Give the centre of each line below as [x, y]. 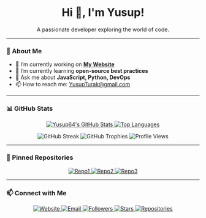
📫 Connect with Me [36, 193]
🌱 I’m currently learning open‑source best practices [82, 71]
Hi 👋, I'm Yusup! [103, 13]
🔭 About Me [24, 51]
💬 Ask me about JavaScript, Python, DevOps [73, 77]
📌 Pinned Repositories [40, 157]
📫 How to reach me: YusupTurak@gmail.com [73, 85]
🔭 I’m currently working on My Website [65, 64]
